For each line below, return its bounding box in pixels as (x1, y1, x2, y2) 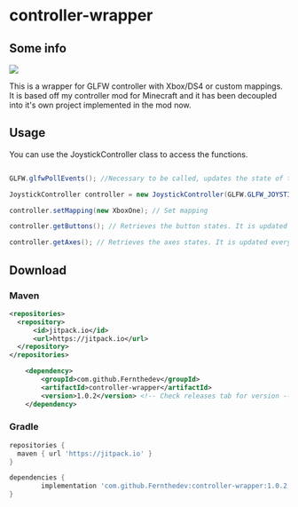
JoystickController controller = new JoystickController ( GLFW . (9, 190, 248, 199)
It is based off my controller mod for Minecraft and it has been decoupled (9, 91, 278, 100)
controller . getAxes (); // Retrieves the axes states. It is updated (9, 238, 268, 247)
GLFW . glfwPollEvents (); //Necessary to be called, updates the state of (9, 174, 284, 183)
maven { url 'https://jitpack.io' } (17, 449, 153, 458)
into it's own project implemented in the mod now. (9, 99, 192, 110)
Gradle (9, 421, 39, 433)
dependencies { (9, 473, 66, 482)
